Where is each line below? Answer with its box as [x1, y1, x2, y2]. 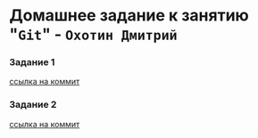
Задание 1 [9, 56, 55, 69]
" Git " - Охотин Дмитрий [9, 24, 178, 45]
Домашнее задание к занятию [9, 5, 250, 26]
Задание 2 [9, 99, 57, 111]
